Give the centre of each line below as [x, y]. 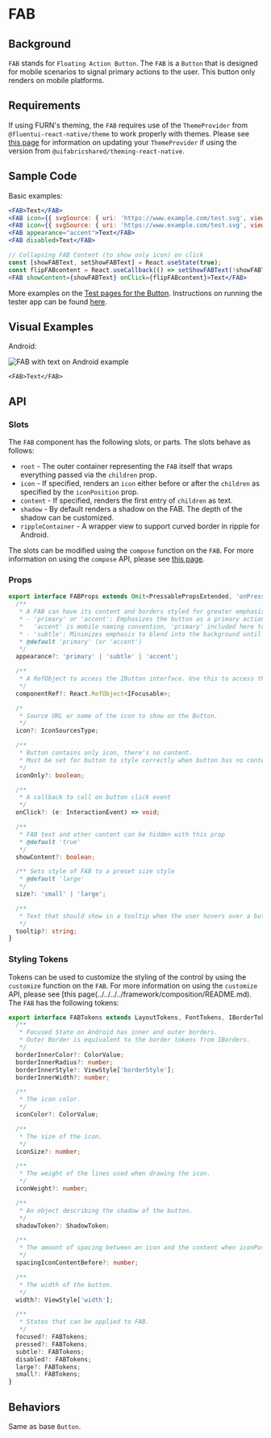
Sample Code [43, 176]
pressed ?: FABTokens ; [52, 1344]
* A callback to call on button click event [95, 797]
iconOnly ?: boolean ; [50, 775]
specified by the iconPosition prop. [79, 492]
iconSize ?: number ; [48, 1152]
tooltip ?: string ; [47, 931]
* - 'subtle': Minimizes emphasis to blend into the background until [140, 634]
